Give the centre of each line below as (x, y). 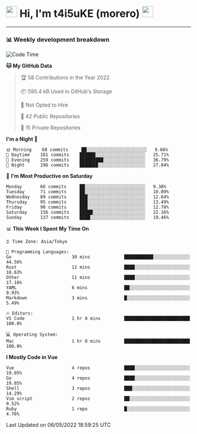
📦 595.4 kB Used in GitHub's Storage (66, 91)
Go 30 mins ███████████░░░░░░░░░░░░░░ (98, 257)
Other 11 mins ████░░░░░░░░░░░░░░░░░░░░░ (98, 278)
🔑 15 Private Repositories (50, 128)
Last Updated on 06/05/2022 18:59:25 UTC (59, 425)
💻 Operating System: (32, 335)
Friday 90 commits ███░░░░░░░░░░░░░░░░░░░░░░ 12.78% (87, 207)
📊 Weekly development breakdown (58, 39)
